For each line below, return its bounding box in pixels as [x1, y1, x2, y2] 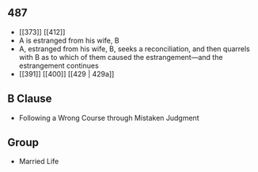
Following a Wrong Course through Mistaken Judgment [18, 113, 199, 122]
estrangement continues [18, 61, 100, 70]
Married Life [18, 157, 59, 166]
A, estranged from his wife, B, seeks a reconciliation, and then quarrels [18, 43, 250, 54]
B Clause [7, 92, 52, 106]
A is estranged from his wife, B [18, 36, 120, 45]
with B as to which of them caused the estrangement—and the [18, 52, 223, 62]
